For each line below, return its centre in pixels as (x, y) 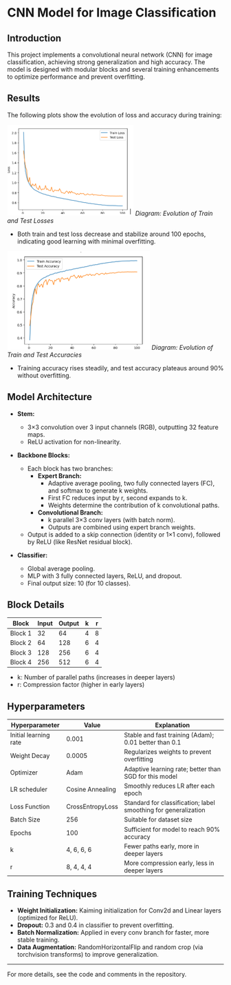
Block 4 (21, 662)
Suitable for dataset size (158, 819)
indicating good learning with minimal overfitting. (86, 241)
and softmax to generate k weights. (98, 490)
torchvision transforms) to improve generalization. (88, 955)
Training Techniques (52, 894)
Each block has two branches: (70, 468)
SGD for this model (150, 776)
